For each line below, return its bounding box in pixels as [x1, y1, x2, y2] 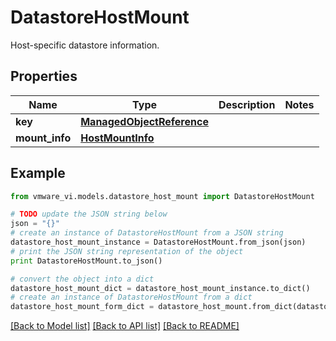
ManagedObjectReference [80, 114, 209, 128]
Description [218, 97, 276, 111]
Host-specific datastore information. [10, 39, 160, 51]
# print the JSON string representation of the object [10, 246, 244, 256]
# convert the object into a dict [10, 274, 155, 284]
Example [10, 165, 66, 182]
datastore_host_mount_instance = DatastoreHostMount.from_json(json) [10, 237, 307, 248]
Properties [10, 68, 78, 85]
